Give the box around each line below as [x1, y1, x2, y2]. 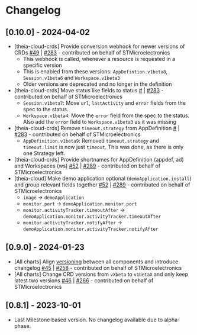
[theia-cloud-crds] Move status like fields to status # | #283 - [14, 87, 164, 94]
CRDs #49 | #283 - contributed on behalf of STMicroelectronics [14, 49, 170, 56]
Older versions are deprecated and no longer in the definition [22, 80, 172, 88]
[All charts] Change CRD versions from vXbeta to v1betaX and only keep [14, 270, 189, 278]
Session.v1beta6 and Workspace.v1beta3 [22, 75, 121, 81]
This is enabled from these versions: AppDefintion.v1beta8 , [22, 68, 168, 75]
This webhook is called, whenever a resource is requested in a [22, 56, 176, 62]
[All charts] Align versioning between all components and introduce [14, 258, 179, 265]
